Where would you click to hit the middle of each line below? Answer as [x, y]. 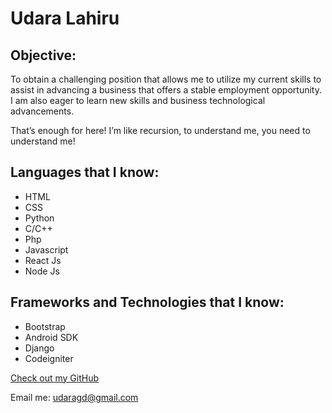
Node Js [42, 271]
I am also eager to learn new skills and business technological [138, 100]
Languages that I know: [85, 172]
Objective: [43, 55]
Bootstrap [45, 326]
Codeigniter [49, 358]
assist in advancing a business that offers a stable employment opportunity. [166, 90]
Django [39, 348]
